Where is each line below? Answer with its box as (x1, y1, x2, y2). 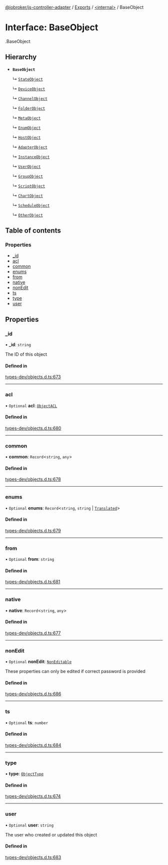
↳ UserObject (12, 163, 41, 169)
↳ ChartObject (12, 192, 43, 198)
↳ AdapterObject (12, 144, 47, 150)
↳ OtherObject (12, 211, 43, 218)
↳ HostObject (12, 134, 41, 140)
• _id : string (5, 342, 31, 348)
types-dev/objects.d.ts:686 (5, 691, 61, 697)
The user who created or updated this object (5, 831, 97, 837)
